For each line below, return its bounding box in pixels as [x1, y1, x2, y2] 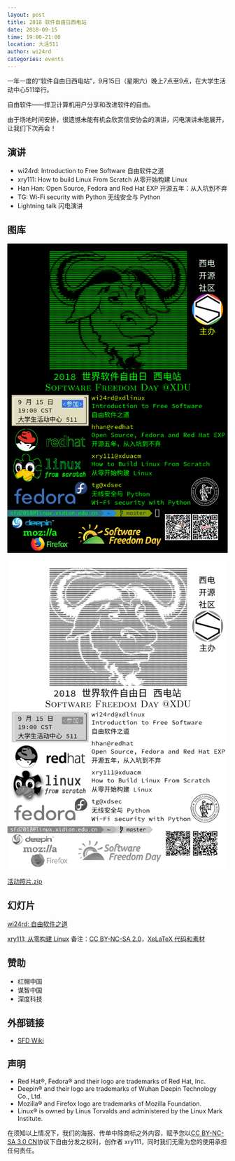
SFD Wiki [17, 1036, 44, 1045]
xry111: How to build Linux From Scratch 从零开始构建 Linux [17, 175, 187, 184]
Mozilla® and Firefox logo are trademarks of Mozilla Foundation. [17, 1099, 202, 1108]
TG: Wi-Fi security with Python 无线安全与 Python [17, 193, 161, 201]
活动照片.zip [7, 877, 43, 886]
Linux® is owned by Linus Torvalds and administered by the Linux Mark [17, 1107, 223, 1115]
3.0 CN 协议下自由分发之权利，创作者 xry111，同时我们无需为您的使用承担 [17, 1138, 227, 1146]
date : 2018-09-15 [7, 26, 58, 33]
